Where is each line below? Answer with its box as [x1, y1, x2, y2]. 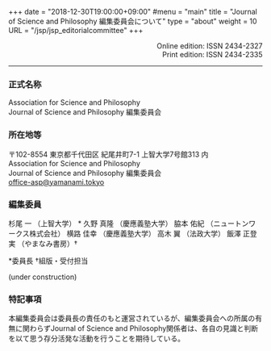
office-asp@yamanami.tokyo [8, 177, 105, 186]
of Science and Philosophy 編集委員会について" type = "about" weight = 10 [8, 16, 257, 26]
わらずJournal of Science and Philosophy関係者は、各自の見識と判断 [29, 324, 259, 333]
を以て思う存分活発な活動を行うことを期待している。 [8, 334, 186, 344]
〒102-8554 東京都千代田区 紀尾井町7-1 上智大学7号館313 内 [8, 149, 209, 159]
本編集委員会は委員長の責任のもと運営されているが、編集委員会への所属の [8, 314, 256, 324]
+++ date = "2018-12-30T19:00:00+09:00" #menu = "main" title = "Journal [8, 7, 258, 16]
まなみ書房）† [31, 238, 78, 249]
